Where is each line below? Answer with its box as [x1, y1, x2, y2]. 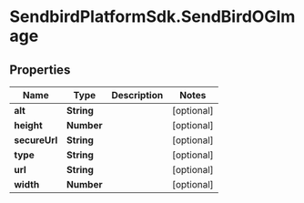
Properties [9, 62, 71, 77]
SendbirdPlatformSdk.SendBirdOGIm [9, 6, 296, 27]
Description [111, 89, 164, 101]
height [14, 119, 43, 131]
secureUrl [14, 134, 58, 147]
